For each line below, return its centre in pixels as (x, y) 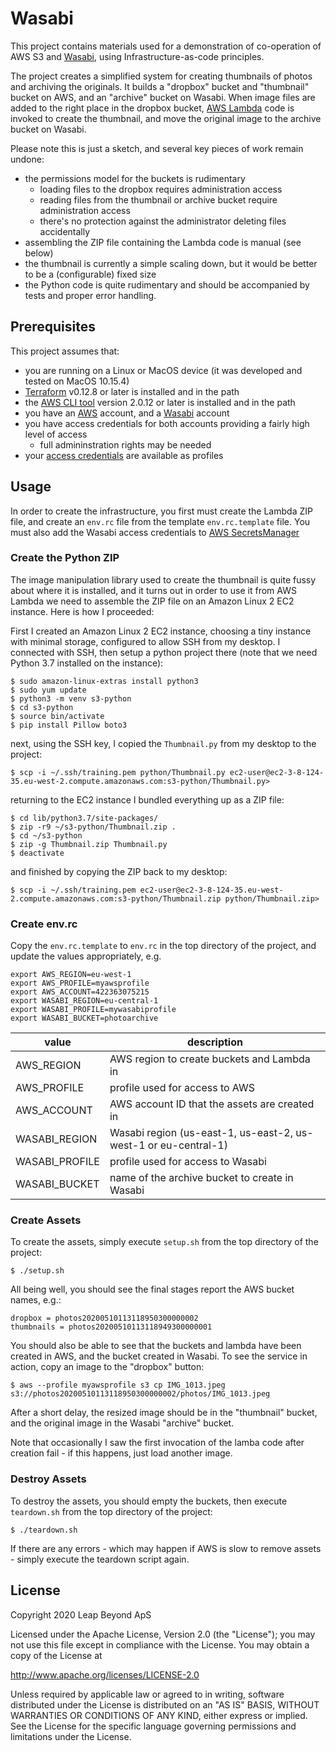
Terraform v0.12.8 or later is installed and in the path (132, 391)
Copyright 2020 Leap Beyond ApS (81, 1614)
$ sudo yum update (48, 690)
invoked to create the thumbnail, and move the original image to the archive (166, 118)
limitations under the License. (71, 1736)
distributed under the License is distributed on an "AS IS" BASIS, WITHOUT (165, 1704)
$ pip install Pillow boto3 (69, 725)
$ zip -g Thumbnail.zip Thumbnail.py (89, 844)
